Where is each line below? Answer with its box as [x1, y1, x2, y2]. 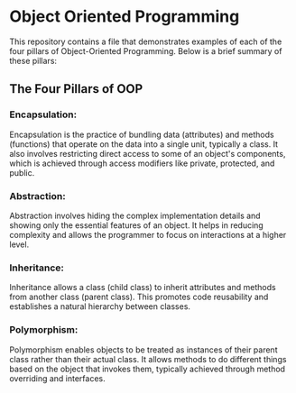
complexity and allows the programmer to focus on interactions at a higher [9, 229, 287, 240]
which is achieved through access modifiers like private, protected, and [9, 158, 275, 169]
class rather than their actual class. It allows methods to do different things [9, 353, 287, 364]
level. [9, 239, 30, 250]
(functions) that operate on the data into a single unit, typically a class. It [9, 138, 278, 150]
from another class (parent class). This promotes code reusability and [9, 291, 269, 303]
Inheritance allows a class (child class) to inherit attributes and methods [9, 282, 277, 293]
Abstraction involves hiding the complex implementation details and [9, 210, 261, 221]
